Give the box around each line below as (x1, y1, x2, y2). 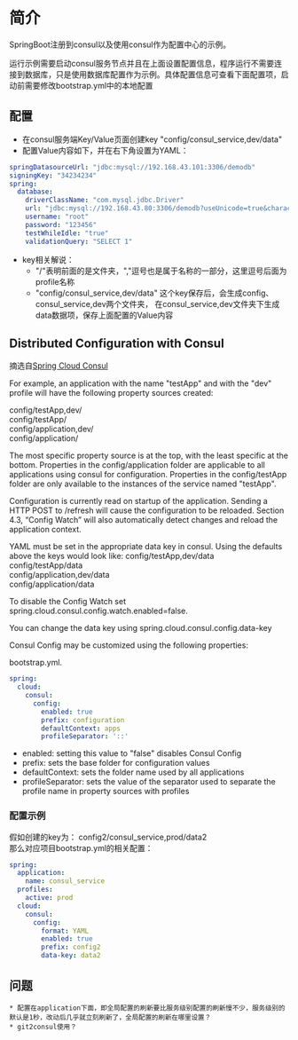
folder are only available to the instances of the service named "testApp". (9, 478, 277, 489)
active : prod (25, 894, 74, 902)
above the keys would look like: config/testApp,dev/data (9, 551, 215, 562)
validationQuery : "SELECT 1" (25, 237, 133, 246)
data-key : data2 (41, 951, 101, 960)
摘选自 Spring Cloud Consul (9, 360, 108, 371)
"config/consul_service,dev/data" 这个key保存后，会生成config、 (35, 288, 274, 298)
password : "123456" (25, 220, 98, 229)
